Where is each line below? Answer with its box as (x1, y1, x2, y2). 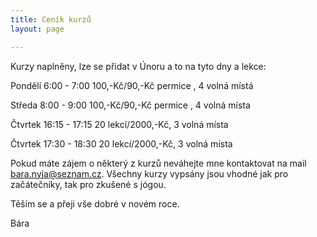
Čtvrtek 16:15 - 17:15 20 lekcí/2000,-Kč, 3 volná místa (10, 118, 229, 130)
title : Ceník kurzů (10, 14, 92, 25)
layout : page (10, 24, 65, 34)
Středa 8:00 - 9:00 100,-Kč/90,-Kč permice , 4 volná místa (10, 99, 251, 111)
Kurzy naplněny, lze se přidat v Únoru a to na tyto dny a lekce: (10, 60, 267, 72)
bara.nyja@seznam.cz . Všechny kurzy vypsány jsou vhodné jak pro (10, 167, 289, 180)
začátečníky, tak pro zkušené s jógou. (10, 178, 167, 190)
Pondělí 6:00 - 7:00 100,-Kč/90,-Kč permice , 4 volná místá (10, 79, 254, 91)
